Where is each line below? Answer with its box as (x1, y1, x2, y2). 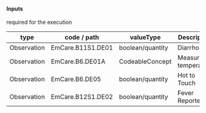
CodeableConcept (118, 57, 172, 66)
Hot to (177, 71, 196, 80)
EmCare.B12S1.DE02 (51, 93, 113, 101)
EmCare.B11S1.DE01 (51, 44, 113, 52)
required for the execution (6, 18, 72, 26)
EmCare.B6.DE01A (51, 57, 105, 66)
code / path (64, 33, 99, 42)
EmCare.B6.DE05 (51, 75, 101, 84)
